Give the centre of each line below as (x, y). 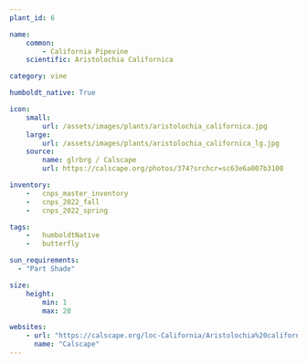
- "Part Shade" (47, 269)
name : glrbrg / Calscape (90, 161)
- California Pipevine (85, 51)
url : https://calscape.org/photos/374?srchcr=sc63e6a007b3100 (163, 169)
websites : (28, 327)
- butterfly (53, 244)
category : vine (38, 77)
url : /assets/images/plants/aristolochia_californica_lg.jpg (161, 143)
